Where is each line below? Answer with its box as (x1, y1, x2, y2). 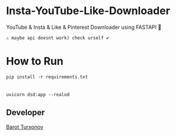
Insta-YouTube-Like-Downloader (6, 4, 171, 18)
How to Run (6, 55, 64, 68)
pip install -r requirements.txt (6, 74, 88, 80)
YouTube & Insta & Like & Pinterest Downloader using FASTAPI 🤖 (6, 24, 162, 31)
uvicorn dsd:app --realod (6, 91, 69, 98)
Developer (6, 108, 45, 118)
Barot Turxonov (6, 123, 44, 130)
